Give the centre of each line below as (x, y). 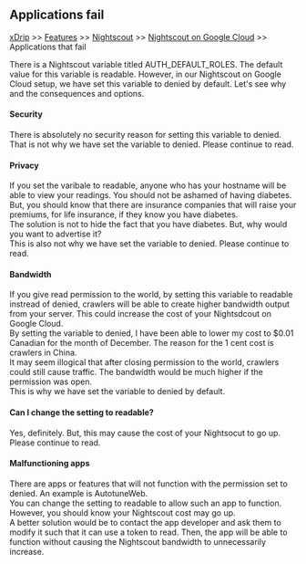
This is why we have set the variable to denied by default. (117, 392)
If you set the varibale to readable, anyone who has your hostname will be (148, 185)
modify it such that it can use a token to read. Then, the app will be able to (149, 532)
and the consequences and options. (77, 93)
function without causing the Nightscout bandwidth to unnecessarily (138, 541)
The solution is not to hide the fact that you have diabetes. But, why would (148, 225)
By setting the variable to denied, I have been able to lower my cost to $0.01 (152, 333)
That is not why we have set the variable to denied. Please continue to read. (152, 144)
